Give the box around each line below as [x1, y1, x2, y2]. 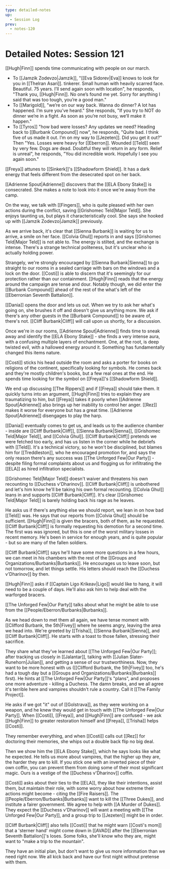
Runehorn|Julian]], [5, 659, 45, 665]
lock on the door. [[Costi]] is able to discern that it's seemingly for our [5, 270, 151, 276]
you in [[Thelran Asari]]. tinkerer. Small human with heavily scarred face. [12, 80, 164, 87]
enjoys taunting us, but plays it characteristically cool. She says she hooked [5, 213, 164, 219]
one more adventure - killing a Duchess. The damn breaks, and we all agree [5, 681, 164, 687]
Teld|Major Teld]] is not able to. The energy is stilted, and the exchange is [5, 239, 159, 245]
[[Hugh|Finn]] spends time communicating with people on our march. [5, 65, 150, 71]
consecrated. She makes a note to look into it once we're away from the [5, 187, 156, 193]
